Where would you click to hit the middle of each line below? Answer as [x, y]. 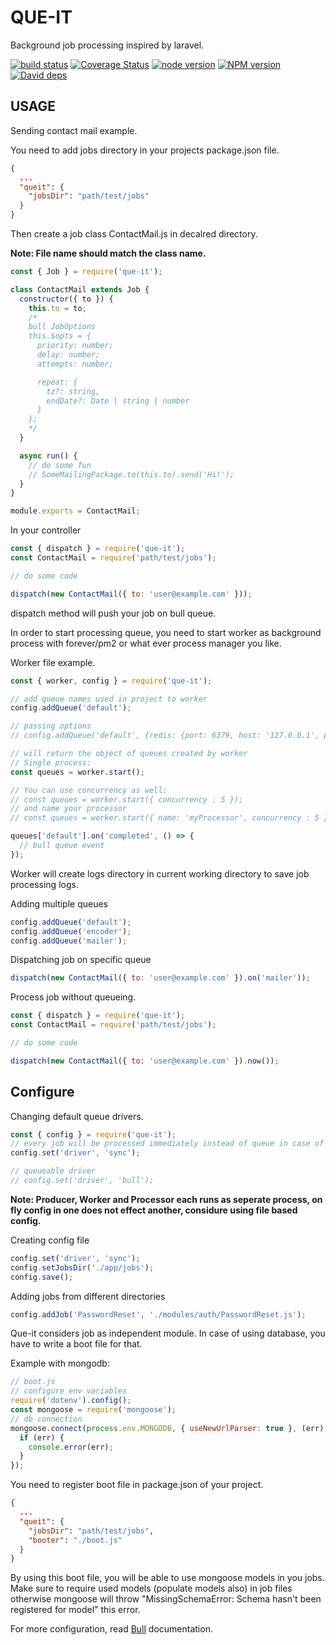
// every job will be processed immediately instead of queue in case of [167, 1144]
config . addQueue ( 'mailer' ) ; [69, 941]
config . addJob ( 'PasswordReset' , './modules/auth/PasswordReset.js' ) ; [158, 1314]
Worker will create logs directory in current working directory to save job [160, 873]
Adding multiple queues [59, 903]
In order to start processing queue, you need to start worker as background [166, 632]
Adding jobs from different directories [88, 1296]
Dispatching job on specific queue [81, 960]
